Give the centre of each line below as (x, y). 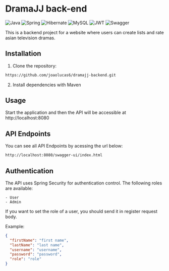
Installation (23, 54)
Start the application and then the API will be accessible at (66, 113)
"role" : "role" (26, 259)
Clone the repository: (35, 65)
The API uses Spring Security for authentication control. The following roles (84, 183)
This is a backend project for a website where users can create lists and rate (84, 32)
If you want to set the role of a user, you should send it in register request (81, 211)
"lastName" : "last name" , (37, 245)
